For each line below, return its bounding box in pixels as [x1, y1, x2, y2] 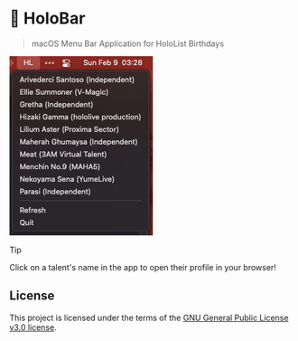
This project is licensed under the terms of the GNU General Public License [9, 312, 289, 323]
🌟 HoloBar [9, 8, 86, 29]
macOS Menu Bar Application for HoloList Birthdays [31, 38, 224, 49]
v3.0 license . [9, 321, 57, 333]
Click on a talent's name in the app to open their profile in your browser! [9, 261, 277, 272]
